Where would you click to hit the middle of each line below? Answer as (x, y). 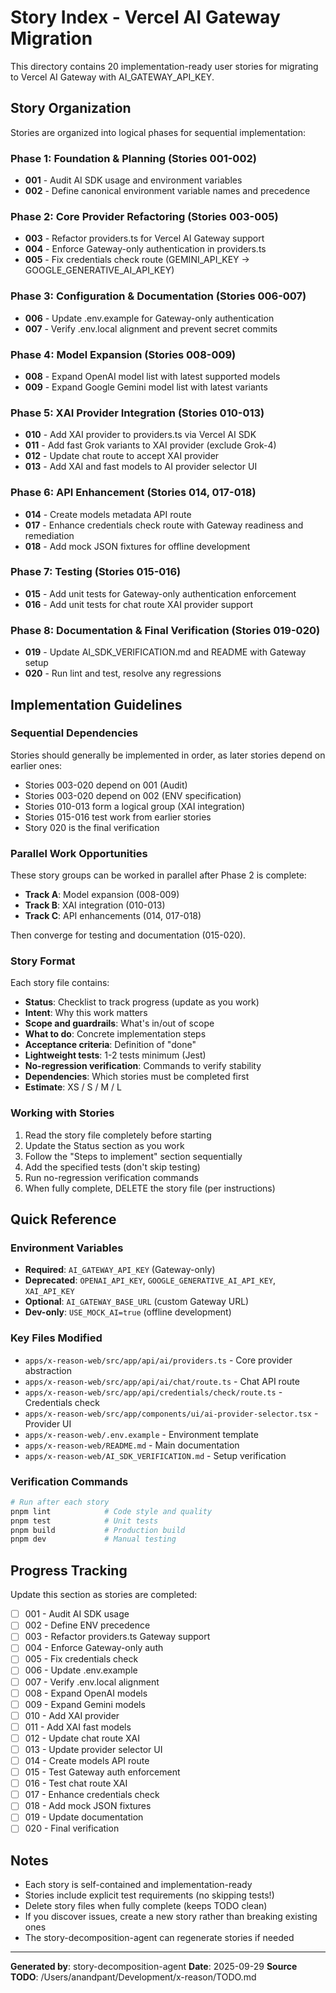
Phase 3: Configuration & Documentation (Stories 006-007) (158, 296)
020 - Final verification (72, 1828)
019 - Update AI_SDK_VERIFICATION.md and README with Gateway (165, 652)
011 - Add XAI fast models (78, 1727)
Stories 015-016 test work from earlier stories (118, 817)
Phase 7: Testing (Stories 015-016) (96, 572)
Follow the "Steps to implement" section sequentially (133, 1156)
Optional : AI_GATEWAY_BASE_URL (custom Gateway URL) (137, 1302)
